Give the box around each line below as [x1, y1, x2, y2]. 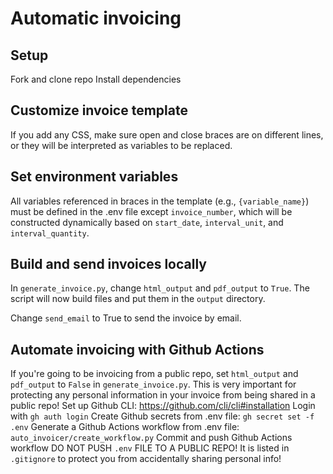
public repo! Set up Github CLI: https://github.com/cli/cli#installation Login [10, 400, 316, 412]
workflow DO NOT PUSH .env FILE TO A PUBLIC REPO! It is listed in [10, 442, 290, 454]
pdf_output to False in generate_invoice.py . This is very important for [10, 378, 297, 391]
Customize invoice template [10, 102, 188, 119]
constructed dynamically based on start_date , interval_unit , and [10, 216, 284, 228]
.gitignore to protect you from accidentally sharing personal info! [10, 453, 282, 465]
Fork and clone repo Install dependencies [10, 73, 182, 85]
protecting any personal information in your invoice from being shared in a [10, 389, 316, 401]
